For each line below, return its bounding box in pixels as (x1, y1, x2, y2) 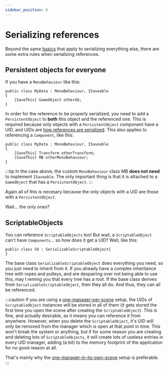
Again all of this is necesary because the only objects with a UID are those (5, 189, 159, 195)
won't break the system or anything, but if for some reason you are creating (5, 329, 161, 335)
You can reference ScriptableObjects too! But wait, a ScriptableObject (5, 232, 152, 238)
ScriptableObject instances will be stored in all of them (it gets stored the (5, 302, 157, 308)
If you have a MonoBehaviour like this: (5, 79, 81, 85)
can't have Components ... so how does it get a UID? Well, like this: (5, 237, 138, 243)
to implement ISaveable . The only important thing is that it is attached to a (5, 174, 158, 180)
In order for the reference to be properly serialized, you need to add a (5, 111, 149, 117)
